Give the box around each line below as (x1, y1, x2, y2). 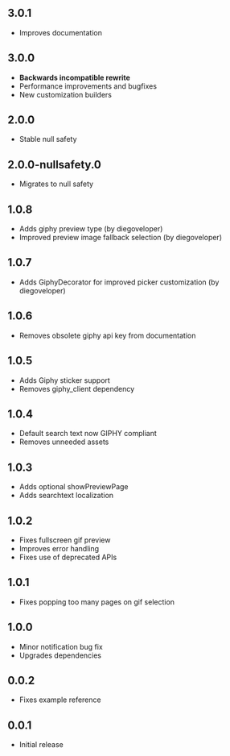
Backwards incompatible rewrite (18, 73, 130, 82)
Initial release (18, 740, 64, 750)
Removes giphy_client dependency (18, 384, 135, 393)
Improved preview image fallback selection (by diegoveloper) (18, 233, 223, 243)
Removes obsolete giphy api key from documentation (18, 330, 196, 340)
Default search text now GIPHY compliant (18, 429, 158, 438)
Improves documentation (18, 27, 102, 37)
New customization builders (18, 89, 112, 99)
